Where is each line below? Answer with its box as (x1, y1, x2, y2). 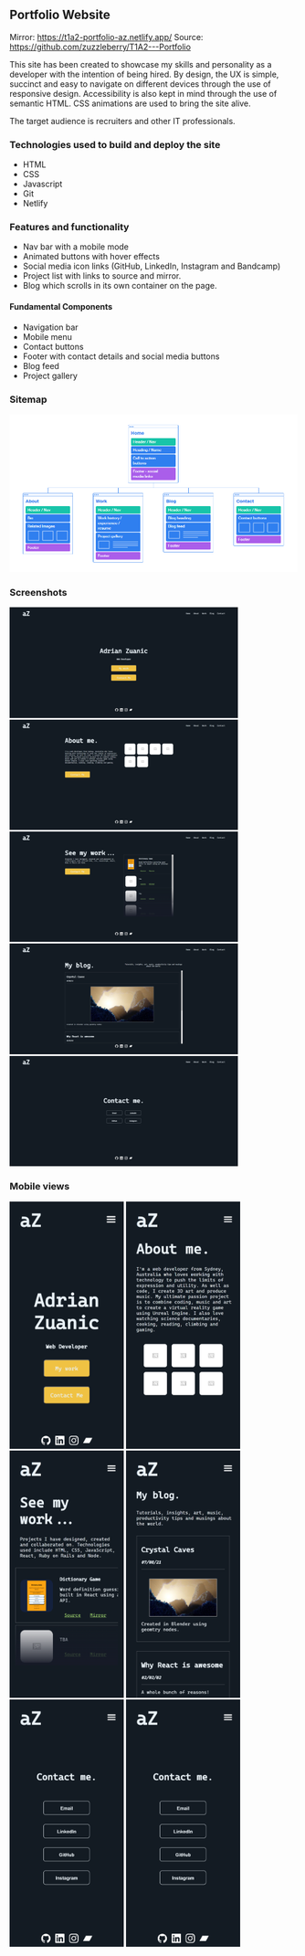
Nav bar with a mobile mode (22, 241, 130, 252)
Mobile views (9, 1180, 70, 1193)
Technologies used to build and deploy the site (9, 138, 221, 151)
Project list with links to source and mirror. (22, 270, 182, 281)
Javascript (22, 178, 63, 190)
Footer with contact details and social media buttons (22, 351, 220, 362)
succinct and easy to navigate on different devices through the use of (9, 78, 271, 90)
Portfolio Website (9, 7, 111, 23)
